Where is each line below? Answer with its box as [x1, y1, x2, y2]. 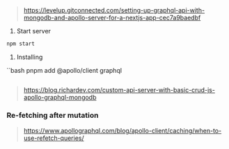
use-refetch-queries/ [23, 134, 84, 142]
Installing [16, 53, 43, 62]
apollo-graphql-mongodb [23, 94, 97, 102]
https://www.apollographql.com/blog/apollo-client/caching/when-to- [23, 126, 222, 134]
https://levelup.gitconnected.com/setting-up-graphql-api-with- [23, 6, 205, 15]
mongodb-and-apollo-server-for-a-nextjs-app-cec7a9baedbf [23, 14, 201, 22]
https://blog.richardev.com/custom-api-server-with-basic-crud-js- [23, 86, 215, 94]
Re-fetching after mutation [6, 111, 99, 121]
